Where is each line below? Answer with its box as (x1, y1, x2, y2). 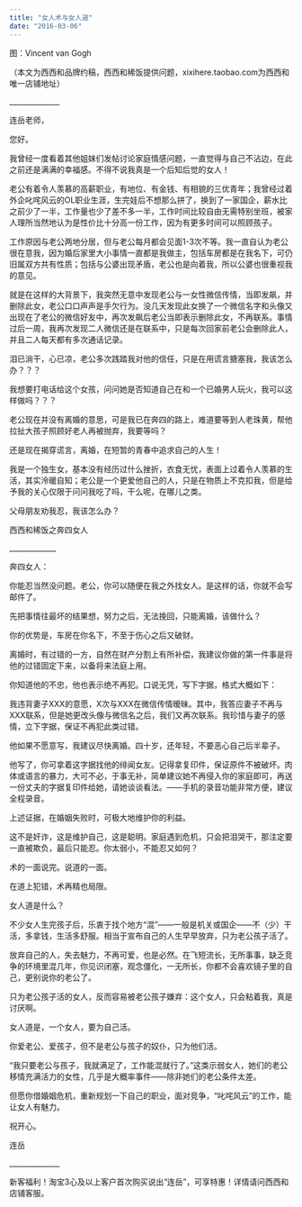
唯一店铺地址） (9, 77, 65, 88)
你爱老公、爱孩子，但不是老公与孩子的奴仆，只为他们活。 (9, 1040, 222, 1051)
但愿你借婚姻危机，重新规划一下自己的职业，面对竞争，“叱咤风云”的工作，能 (9, 1090, 292, 1101)
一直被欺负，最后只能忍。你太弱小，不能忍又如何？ (9, 842, 199, 853)
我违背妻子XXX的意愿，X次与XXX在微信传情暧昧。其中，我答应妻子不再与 (9, 698, 283, 709)
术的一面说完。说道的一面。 (9, 861, 112, 872)
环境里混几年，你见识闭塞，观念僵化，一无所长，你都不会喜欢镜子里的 (24, 960, 285, 971)
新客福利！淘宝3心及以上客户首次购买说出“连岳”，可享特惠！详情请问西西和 (9, 1176, 289, 1187)
